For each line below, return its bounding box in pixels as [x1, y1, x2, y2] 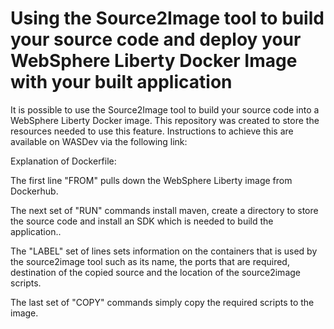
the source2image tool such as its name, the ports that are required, [10, 255, 290, 267]
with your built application [10, 71, 233, 94]
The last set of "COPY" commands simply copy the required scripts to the [10, 296, 315, 308]
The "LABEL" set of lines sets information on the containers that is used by [10, 245, 318, 257]
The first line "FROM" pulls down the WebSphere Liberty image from [10, 174, 293, 186]
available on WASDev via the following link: [10, 135, 188, 147]
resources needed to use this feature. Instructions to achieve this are [10, 125, 294, 137]
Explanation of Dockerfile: [10, 155, 117, 167]
